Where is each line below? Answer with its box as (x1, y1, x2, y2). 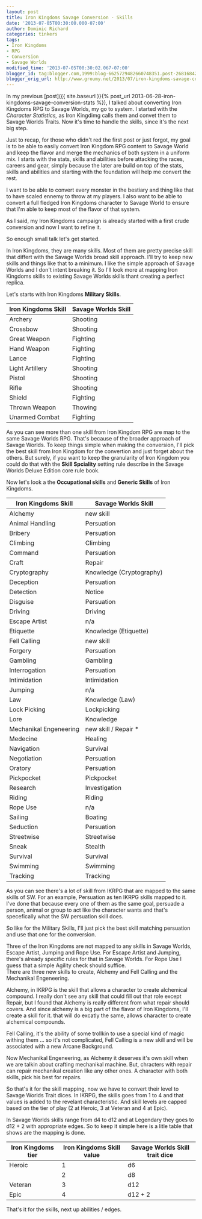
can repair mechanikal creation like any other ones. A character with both (6, 1067, 188, 1074)
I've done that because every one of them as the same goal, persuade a (6, 900, 185, 907)
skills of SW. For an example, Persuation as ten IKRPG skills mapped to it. (6, 894, 187, 901)
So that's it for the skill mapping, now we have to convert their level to (6, 1085, 179, 1092)
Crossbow (9, 325, 38, 333)
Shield (9, 393, 27, 402)
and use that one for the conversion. (6, 931, 96, 938)
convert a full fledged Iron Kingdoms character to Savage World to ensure (6, 199, 189, 207)
